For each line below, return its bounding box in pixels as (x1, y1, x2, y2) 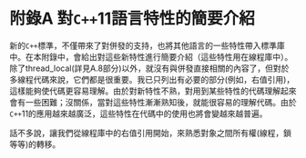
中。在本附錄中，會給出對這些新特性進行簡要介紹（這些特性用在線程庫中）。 (9, 51, 293, 62)
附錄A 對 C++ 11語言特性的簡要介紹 (9, 8, 255, 29)
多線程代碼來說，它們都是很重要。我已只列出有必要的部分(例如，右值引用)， (9, 74, 295, 84)
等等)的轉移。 (9, 138, 61, 150)
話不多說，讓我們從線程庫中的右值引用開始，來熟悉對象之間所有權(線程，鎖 (9, 127, 292, 138)
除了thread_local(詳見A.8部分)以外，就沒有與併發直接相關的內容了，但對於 (9, 63, 290, 74)
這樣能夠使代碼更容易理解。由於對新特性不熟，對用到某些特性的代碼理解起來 (9, 85, 297, 96)
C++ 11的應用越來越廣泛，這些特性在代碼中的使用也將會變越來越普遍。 (9, 108, 268, 119)
